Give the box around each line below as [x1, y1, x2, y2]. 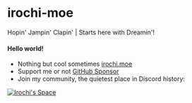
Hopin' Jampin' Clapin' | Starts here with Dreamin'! [7, 28, 155, 36]
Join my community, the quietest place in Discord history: [17, 75, 186, 83]
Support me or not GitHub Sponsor [17, 67, 119, 76]
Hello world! [7, 44, 44, 53]
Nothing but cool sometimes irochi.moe [17, 60, 133, 68]
